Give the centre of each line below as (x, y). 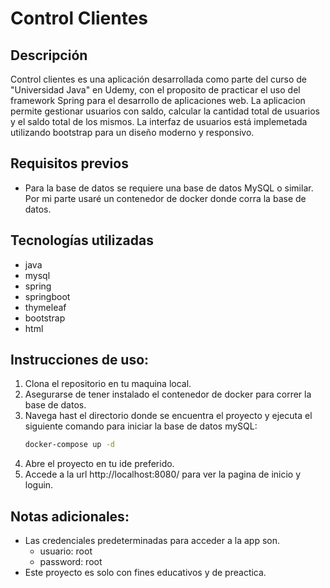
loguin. (39, 485)
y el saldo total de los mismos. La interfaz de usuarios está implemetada (159, 121)
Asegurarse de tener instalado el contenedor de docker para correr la (168, 394)
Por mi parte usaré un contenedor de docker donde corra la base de (165, 198)
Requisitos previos (69, 163)
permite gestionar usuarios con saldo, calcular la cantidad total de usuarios (165, 111)
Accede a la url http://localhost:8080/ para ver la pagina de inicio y (163, 474)
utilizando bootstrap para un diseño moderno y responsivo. (132, 132)
